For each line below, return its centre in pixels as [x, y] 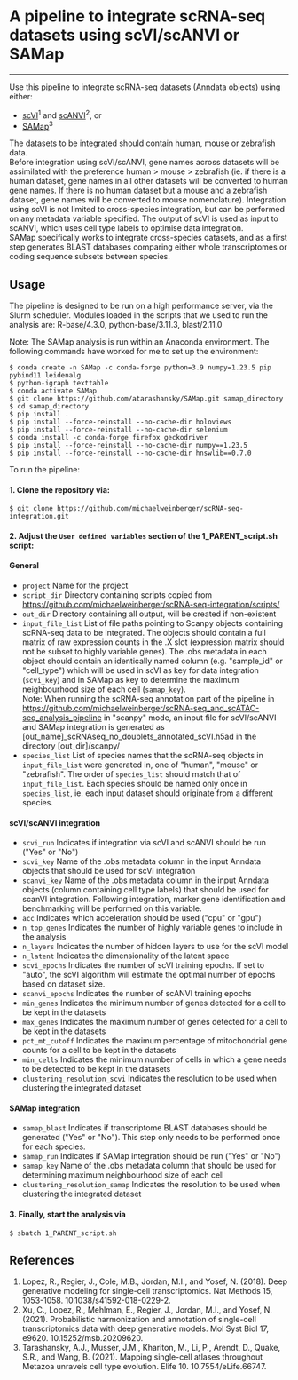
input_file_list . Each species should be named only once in [134, 784]
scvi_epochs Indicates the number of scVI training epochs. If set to [143, 965]
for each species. [54, 1146]
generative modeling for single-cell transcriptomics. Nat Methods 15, [147, 1291]
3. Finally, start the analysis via [67, 1215]
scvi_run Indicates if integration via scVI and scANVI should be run [144, 843]
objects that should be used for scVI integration [109, 871]
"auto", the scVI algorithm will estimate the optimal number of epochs [149, 975]
